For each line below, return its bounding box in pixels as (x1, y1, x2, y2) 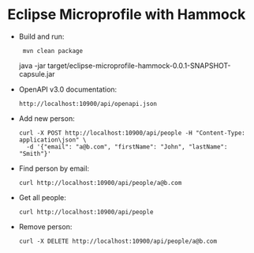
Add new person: (18, 113, 76, 123)
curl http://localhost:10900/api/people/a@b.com (18, 179, 182, 187)
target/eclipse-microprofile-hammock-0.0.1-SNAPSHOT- (47, 61, 231, 70)
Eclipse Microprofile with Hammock (7, 6, 246, 24)
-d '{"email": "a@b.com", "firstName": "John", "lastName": (26, 142, 228, 151)
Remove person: (18, 221, 73, 231)
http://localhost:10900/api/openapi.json (18, 100, 157, 108)
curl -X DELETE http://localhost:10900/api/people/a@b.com (18, 237, 218, 245)
